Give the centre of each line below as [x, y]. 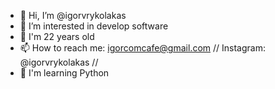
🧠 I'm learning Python [64, 73]
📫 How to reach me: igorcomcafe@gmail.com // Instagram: [142, 48]
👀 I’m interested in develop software [94, 26]
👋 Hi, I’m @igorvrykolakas [73, 15]
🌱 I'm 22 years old [57, 36]
